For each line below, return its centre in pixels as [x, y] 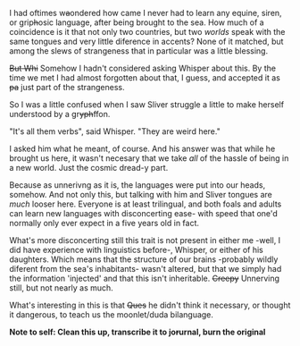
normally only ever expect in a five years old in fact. [104, 223]
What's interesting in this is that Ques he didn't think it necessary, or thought [150, 305]
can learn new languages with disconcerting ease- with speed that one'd [144, 213]
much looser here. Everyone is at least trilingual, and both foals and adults [146, 204]
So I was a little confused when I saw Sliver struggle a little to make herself [146, 105]
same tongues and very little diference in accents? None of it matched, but [146, 41]
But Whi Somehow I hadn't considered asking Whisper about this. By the [143, 68]
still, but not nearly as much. [61, 288]
